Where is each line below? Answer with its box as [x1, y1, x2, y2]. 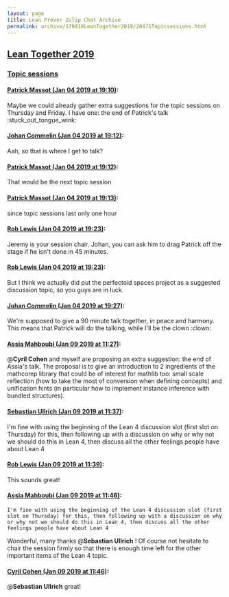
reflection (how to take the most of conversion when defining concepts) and [7, 377, 222, 385]
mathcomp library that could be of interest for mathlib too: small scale [7, 369, 204, 378]
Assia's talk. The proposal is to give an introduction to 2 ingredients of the [7, 362, 216, 371]
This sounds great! [7, 475, 60, 484]
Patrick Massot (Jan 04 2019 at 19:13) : [7, 193, 119, 202]
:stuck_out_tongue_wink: [7, 116, 77, 124]
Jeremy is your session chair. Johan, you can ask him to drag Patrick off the [7, 240, 221, 248]
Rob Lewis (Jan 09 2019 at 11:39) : [7, 460, 105, 468]
